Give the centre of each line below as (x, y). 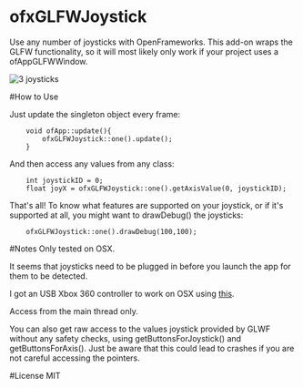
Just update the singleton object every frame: (95, 114)
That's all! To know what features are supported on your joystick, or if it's (146, 205)
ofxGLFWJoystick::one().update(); (107, 138)
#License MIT (35, 375)
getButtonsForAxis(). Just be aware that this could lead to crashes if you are (152, 348)
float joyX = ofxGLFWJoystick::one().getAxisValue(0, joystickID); (156, 189)
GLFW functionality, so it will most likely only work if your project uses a (144, 51)
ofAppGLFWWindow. (49, 61)
